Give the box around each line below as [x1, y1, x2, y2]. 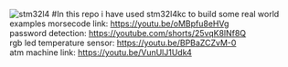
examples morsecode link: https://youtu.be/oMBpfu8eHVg [9, 18, 229, 29]
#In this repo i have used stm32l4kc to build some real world [51, 9, 280, 19]
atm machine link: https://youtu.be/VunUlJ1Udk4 [9, 47, 192, 58]
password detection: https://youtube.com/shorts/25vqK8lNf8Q [9, 28, 247, 38]
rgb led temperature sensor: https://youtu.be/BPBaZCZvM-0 [9, 37, 237, 48]
